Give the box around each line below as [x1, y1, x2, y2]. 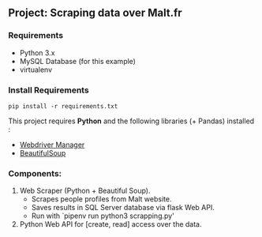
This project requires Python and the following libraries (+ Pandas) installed [8, 116, 255, 126]
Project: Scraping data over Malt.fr [8, 6, 183, 20]
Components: [8, 167, 62, 179]
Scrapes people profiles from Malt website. [31, 194, 172, 204]
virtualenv [19, 65, 53, 74]
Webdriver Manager [19, 140, 85, 149]
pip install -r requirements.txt [8, 102, 118, 110]
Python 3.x [19, 47, 55, 58]
